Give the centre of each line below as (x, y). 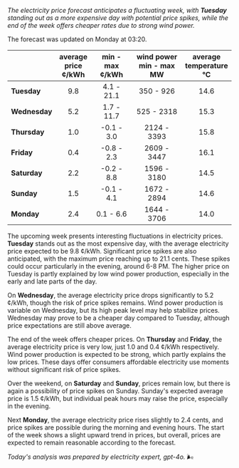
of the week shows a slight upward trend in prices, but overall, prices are (114, 435)
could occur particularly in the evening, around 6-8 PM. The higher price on (118, 266)
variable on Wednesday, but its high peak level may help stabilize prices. (114, 310)
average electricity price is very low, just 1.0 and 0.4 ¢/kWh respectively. (113, 347)
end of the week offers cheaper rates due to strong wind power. (101, 25)
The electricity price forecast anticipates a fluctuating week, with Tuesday (117, 10)
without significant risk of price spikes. (64, 369)
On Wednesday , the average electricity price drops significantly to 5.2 (111, 295)
